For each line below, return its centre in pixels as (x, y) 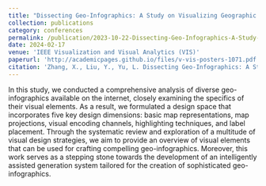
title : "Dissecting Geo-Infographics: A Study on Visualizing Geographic (133, 15)
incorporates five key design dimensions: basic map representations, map (129, 115)
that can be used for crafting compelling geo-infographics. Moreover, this (128, 148)
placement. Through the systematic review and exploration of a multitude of (132, 131)
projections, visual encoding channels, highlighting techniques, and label (127, 123)
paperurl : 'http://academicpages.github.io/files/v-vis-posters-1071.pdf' (134, 60)
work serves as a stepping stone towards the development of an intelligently (133, 157)
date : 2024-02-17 (37, 45)
